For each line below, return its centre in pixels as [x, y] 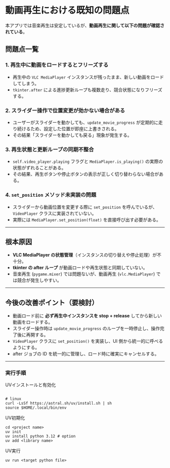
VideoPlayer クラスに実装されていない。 [54, 213]
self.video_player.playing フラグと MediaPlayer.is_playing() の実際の [88, 161]
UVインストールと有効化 [31, 385]
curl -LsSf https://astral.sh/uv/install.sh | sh [59, 404]
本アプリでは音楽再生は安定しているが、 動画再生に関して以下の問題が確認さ [85, 25]
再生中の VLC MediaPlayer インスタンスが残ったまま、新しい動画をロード [88, 77]
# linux [13, 399]
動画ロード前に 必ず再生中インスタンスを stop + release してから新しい [87, 316]
